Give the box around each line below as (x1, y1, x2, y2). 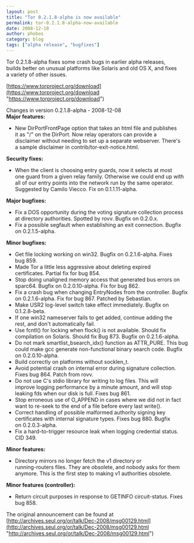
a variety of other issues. (6, 71, 67, 78)
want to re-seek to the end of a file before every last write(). (14, 402, 162, 410)
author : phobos (6, 31, 44, 37)
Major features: (6, 113, 46, 120)
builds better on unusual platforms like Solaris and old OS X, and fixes (6, 64, 177, 71)
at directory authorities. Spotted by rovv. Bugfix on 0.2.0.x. (14, 215, 159, 222)
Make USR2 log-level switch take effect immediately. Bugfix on (14, 301, 169, 308)
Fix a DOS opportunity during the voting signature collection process (14, 208, 183, 216)
